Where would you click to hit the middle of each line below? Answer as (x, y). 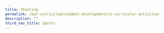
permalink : (16, 14)
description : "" (21, 18)
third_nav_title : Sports (30, 23)
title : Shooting (21, 9)
